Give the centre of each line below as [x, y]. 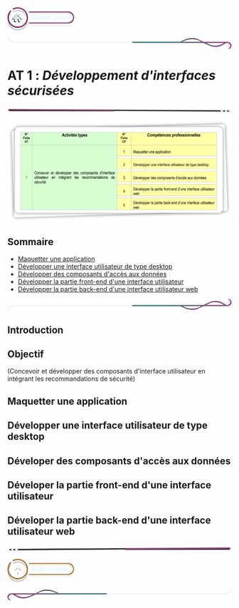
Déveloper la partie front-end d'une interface [110, 485]
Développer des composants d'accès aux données [92, 274]
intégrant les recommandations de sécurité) [71, 379]
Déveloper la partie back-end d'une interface [109, 521]
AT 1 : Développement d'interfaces [112, 75]
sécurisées [41, 90]
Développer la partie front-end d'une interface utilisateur [101, 282]
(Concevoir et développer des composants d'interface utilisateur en [106, 371]
